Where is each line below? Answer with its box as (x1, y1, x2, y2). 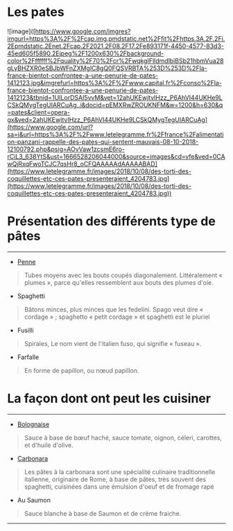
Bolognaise (17, 420, 50, 428)
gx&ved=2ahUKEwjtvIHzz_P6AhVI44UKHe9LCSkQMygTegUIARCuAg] (7, 115, 208, 123)
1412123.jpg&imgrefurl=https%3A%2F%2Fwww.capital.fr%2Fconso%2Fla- (7, 78, 222, 87)
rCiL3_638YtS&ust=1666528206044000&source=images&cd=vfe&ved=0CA (7, 152, 225, 160)
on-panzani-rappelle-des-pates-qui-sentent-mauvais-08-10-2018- (7, 137, 199, 146)
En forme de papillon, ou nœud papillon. (24, 366, 139, 374)
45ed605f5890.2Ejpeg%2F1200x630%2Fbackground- (7, 49, 164, 58)
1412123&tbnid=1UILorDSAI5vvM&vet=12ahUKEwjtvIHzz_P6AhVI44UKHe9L (7, 93, 223, 101)
